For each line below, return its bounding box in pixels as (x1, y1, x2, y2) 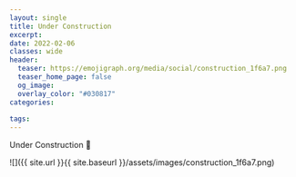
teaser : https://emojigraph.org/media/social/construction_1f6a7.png (17, 64, 287, 74)
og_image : (17, 81, 55, 90)
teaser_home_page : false (17, 73, 112, 82)
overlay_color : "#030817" (17, 89, 117, 98)
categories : (9, 97, 55, 107)
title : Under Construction (9, 22, 112, 31)
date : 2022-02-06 (9, 38, 76, 48)
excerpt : (9, 30, 43, 39)
